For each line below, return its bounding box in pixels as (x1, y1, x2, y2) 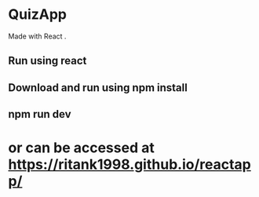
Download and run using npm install (8, 81, 188, 94)
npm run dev (8, 108, 72, 121)
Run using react (8, 54, 87, 67)
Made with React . (8, 31, 67, 41)
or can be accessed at (8, 139, 155, 157)
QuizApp (8, 5, 67, 24)
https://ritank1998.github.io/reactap (8, 155, 251, 173)
